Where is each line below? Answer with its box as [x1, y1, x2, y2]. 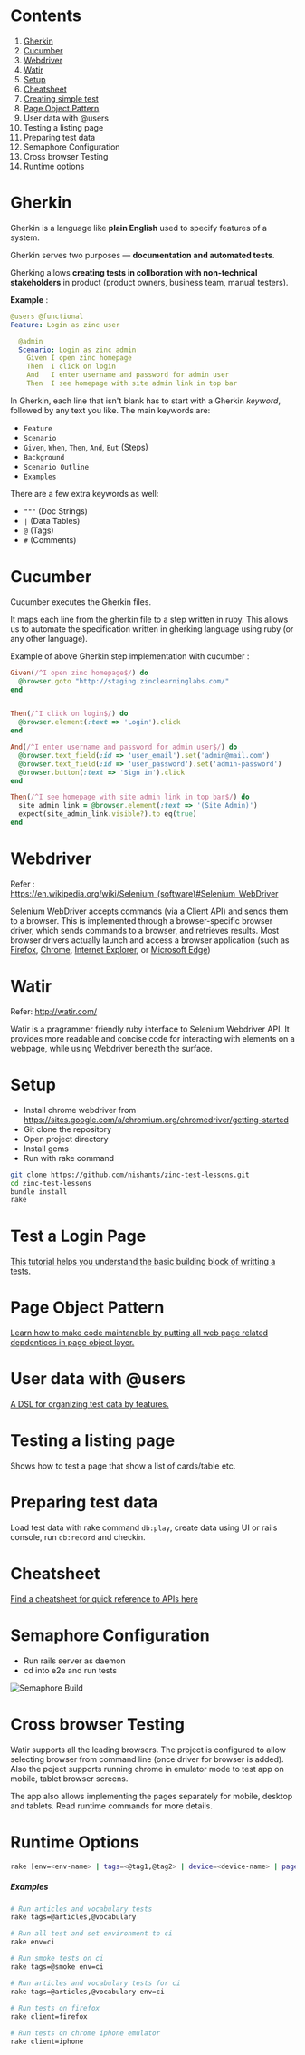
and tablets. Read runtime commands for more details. [10, 1800, 214, 1811]
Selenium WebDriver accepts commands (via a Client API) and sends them [10, 906, 289, 916]
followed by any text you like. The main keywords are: [10, 404, 211, 415]
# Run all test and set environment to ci [10, 1929, 173, 1938]
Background [23, 452, 65, 462]
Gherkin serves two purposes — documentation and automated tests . [10, 249, 275, 260]
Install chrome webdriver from [23, 1104, 137, 1115]
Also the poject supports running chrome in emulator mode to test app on [10, 1763, 284, 1774]
